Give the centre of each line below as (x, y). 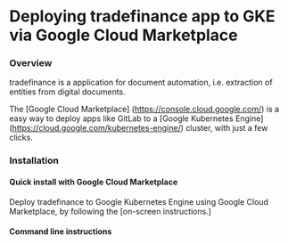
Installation (34, 160)
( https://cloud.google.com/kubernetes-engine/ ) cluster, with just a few (139, 128)
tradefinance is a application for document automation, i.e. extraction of (141, 83)
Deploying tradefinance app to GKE (142, 16)
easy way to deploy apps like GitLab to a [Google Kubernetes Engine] (136, 118)
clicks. (21, 138)
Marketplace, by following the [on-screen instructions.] (111, 211)
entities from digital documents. (68, 92)
